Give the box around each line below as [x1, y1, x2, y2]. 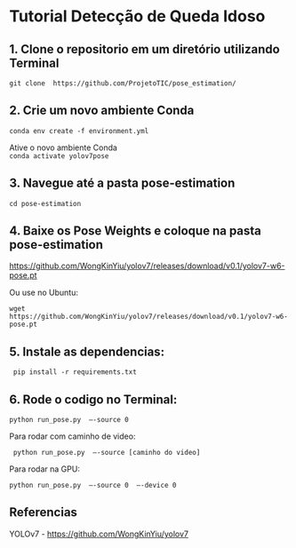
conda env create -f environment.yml [9, 126, 149, 135]
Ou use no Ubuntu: [9, 287, 78, 298]
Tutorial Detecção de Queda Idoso [9, 6, 266, 27]
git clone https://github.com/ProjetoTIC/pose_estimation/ [9, 79, 237, 88]
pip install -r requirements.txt [12, 368, 138, 377]
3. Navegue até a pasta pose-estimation [9, 176, 236, 191]
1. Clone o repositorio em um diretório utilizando [9, 42, 280, 57]
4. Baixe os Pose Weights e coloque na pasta [9, 224, 262, 239]
